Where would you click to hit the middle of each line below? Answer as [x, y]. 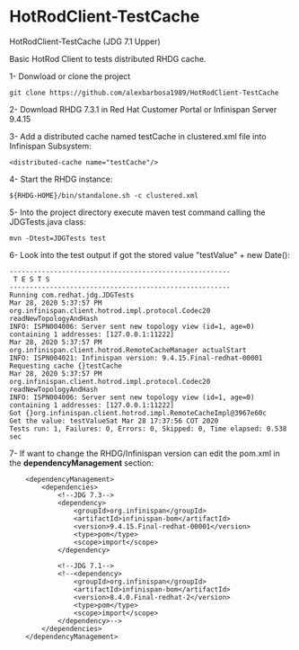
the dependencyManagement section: [82, 463]
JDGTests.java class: [48, 221]
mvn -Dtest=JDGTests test [57, 238]
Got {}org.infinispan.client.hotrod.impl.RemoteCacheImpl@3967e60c [138, 413]
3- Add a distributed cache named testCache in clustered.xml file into [138, 136]
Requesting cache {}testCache [66, 366]
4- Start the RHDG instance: [61, 179]
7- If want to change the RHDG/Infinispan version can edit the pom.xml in [145, 453]
